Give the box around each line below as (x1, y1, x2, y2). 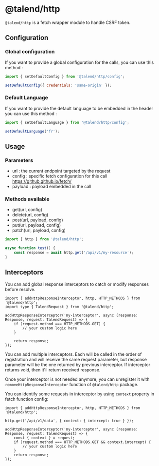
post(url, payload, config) (12, 217, 63, 223)
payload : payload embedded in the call (12, 184, 91, 190)
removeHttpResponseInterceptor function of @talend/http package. (5, 381, 139, 387)
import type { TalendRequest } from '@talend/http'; (5, 304, 114, 309)
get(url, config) (12, 207, 43, 213)
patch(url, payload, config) (12, 228, 66, 233)
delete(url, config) (12, 212, 49, 218)
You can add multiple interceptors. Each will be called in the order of (5, 351, 142, 357)
